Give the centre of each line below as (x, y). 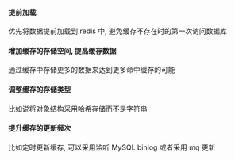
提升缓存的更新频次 (40, 128)
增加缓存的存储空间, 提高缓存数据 (62, 51)
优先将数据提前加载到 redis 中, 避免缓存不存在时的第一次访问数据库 (118, 31)
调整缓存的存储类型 (40, 90)
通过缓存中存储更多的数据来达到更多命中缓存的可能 (92, 70)
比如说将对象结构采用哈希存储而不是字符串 (78, 109)
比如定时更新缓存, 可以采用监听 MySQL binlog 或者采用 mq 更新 (112, 147)
